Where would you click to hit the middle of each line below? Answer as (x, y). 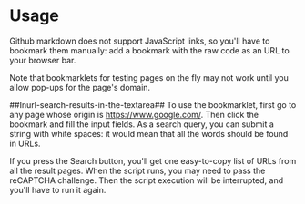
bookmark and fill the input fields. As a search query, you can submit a (142, 124)
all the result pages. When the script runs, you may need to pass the (137, 170)
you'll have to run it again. (58, 189)
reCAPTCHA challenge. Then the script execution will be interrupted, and (147, 180)
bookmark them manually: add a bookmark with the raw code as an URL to (149, 50)
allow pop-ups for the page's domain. (80, 87)
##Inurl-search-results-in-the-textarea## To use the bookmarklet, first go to (153, 104)
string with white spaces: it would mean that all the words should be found (149, 133)
